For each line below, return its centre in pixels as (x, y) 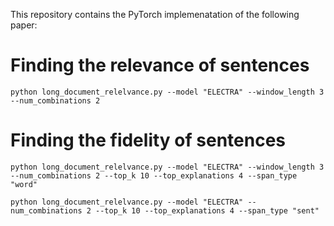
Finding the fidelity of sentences (148, 140)
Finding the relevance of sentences (160, 65)
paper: (24, 25)
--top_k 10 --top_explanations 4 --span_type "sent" (207, 210)
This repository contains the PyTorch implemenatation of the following (155, 14)
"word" (24, 184)
